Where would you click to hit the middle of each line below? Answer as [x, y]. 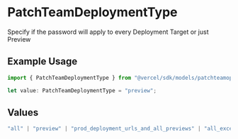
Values [23, 113]
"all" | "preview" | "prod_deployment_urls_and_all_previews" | [104, 129]
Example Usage [42, 62]
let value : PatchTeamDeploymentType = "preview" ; [82, 90]
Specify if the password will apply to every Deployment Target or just [108, 32]
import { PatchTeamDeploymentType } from [69, 78]
